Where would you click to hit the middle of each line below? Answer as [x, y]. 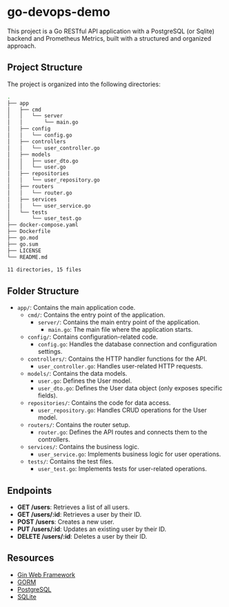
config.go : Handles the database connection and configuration [127, 344]
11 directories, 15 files [44, 270]
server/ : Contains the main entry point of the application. [119, 322]
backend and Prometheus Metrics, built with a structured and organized [109, 38]
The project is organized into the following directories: [84, 84]
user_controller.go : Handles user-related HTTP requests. [120, 366]
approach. [22, 46]
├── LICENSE [24, 250]
